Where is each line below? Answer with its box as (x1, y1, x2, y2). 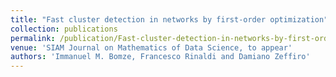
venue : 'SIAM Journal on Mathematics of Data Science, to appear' (10, 42, 293, 53)
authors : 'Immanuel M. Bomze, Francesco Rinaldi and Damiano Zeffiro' (10, 52, 311, 62)
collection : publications (10, 24, 118, 34)
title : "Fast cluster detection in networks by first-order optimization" (10, 14, 329, 25)
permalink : (10, 33, 56, 43)
